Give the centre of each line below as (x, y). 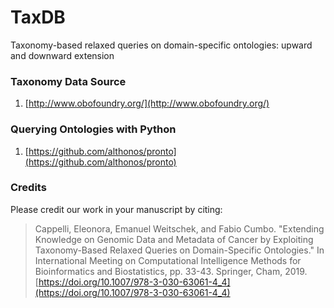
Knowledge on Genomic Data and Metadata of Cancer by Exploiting (174, 239)
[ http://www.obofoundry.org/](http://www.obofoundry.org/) (147, 103)
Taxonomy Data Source (68, 81)
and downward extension (62, 55)
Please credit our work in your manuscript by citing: (116, 209)
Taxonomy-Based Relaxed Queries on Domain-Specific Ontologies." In (179, 250)
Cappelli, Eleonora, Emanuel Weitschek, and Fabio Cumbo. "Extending (179, 228)
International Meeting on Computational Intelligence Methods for (168, 260)
